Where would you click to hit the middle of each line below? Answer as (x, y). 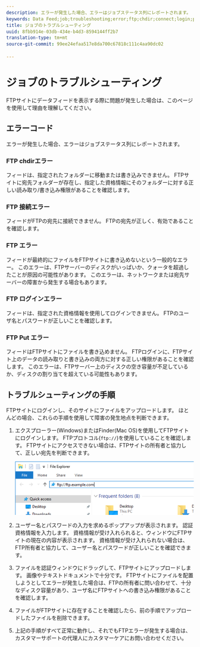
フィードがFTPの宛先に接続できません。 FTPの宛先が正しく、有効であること (100, 221)
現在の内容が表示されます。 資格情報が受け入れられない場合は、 (110, 540)
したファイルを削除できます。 (57, 618)
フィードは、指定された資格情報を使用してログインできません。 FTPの (93, 313)
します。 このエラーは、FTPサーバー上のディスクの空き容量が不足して (92, 367)
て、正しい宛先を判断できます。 (54, 453)
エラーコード (30, 128)
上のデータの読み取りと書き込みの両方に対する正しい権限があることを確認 (102, 359)
